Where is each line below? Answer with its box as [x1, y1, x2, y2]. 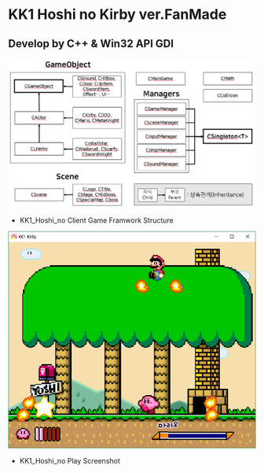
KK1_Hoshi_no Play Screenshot [19, 456, 120, 465]
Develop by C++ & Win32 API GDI [8, 37, 174, 50]
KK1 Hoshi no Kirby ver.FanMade [8, 6, 227, 24]
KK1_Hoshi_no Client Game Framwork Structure [19, 215, 174, 225]
